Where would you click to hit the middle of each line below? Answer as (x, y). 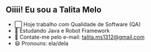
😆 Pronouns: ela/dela (41, 43)
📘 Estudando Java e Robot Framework (62, 30)
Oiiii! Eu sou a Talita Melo (54, 10)
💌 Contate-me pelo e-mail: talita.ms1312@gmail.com (79, 37)
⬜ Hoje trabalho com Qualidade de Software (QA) (78, 24)
